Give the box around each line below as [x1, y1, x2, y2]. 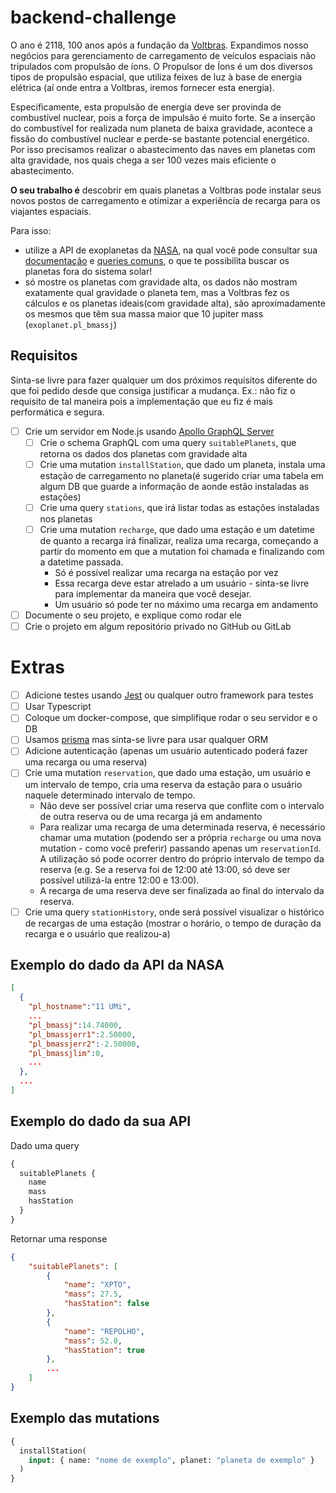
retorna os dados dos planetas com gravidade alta [39, 447, 248, 460]
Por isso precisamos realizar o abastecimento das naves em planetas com [10, 143, 316, 155]
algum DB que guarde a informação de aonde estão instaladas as [39, 480, 310, 492]
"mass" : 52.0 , [63, 1336, 123, 1346]
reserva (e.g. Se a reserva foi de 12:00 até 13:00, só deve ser [39, 863, 291, 875]
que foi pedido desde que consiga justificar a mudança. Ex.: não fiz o [10, 384, 296, 396]
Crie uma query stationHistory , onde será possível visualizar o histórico [24, 906, 325, 918]
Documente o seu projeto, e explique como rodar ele [24, 609, 242, 621]
